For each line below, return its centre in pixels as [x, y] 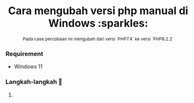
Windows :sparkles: [98, 23]
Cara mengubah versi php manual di [98, 11]
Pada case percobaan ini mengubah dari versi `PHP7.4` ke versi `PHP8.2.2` [98, 39]
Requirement [24, 54]
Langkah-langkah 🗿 [34, 82]
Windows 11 [28, 67]
